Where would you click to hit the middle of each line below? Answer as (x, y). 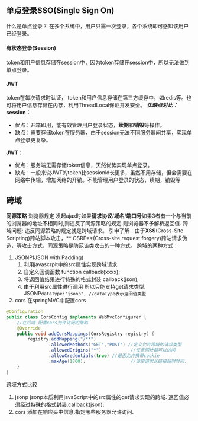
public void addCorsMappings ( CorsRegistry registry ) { (86, 334)
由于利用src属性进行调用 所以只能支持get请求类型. (85, 287)
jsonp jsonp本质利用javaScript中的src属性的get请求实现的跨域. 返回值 (99, 397)
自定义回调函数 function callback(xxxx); (72, 272)
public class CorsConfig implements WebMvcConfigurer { (76, 317)
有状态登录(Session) (31, 48)
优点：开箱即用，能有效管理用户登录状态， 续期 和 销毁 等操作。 (90, 125)
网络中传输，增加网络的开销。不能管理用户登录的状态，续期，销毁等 (98, 180)
